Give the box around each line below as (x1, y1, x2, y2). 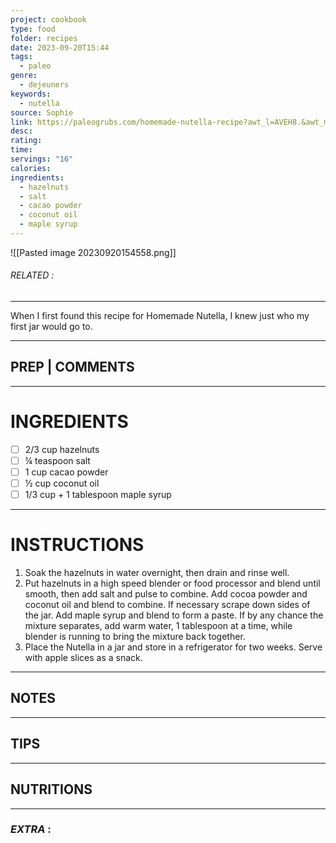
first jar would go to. (10, 321, 93, 333)
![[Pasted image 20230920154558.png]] (10, 246, 177, 258)
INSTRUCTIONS (10, 534, 145, 556)
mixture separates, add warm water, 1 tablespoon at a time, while (24, 620, 293, 632)
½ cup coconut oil (24, 477, 100, 490)
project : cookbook (10, 14, 87, 25)
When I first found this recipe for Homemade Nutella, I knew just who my (10, 310, 310, 322)
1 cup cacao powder (24, 466, 109, 478)
